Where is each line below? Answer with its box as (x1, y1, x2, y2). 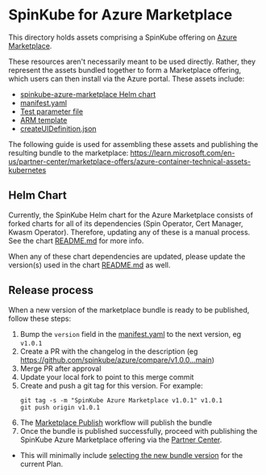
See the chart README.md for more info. (8, 236, 144, 246)
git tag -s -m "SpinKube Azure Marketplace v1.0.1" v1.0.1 (19, 396, 223, 405)
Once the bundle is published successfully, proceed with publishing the (19, 426, 258, 435)
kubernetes (8, 165, 47, 174)
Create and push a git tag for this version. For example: (19, 380, 203, 390)
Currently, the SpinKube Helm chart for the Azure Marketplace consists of (8, 210, 254, 220)
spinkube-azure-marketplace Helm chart (19, 89, 156, 99)
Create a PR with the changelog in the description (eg (19, 346, 198, 356)
